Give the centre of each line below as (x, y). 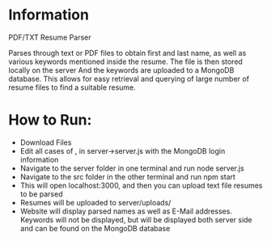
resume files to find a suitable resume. (72, 87)
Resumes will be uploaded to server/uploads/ (95, 202)
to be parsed (41, 194)
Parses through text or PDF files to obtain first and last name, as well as (127, 53)
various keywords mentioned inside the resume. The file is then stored (125, 61)
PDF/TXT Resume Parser (50, 37)
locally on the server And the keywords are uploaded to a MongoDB (121, 70)
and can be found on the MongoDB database (95, 228)
